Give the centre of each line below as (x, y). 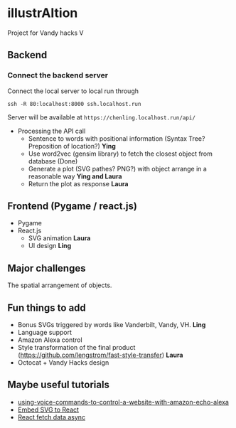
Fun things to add (47, 307)
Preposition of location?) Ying (72, 146)
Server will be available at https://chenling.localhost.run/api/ (101, 117)
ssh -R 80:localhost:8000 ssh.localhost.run (74, 104)
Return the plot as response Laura (78, 183)
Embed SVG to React (48, 410)
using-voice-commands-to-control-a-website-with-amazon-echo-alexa (123, 402)
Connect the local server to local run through (73, 91)
